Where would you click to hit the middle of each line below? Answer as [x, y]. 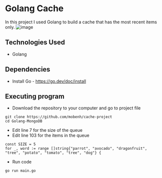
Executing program [35, 96]
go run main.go [20, 171]
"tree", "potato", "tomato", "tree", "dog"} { [53, 153]
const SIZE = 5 [20, 144]
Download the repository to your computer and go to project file [76, 108]
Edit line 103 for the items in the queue [51, 135]
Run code [22, 162]
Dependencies [28, 69]
